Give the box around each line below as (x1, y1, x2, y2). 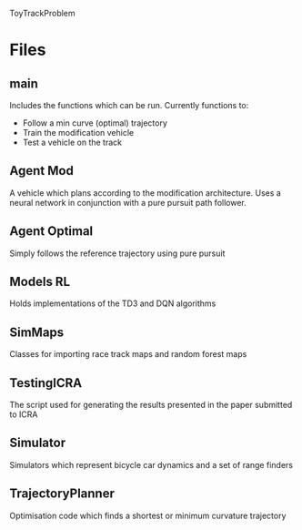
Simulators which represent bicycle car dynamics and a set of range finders (9, 459, 294, 470)
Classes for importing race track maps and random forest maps (9, 349, 247, 360)
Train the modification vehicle (22, 127, 135, 138)
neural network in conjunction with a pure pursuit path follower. (9, 197, 247, 208)
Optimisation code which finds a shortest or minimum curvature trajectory (9, 510, 287, 521)
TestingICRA (9, 375, 83, 391)
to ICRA (9, 409, 38, 420)
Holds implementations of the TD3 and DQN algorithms (9, 298, 216, 309)
